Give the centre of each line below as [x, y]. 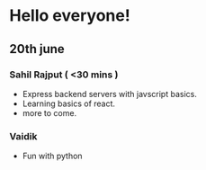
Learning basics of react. [68, 103]
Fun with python [52, 156]
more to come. [49, 112]
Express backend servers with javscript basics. [110, 94]
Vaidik [23, 136]
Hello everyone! [70, 16]
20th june [37, 49]
